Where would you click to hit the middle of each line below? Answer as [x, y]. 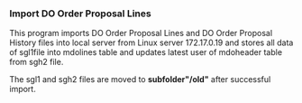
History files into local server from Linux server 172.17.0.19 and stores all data [151, 42]
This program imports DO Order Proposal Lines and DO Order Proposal [141, 33]
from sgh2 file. [37, 62]
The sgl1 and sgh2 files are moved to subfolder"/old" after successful [140, 80]
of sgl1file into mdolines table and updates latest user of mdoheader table [146, 52]
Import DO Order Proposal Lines [80, 14]
